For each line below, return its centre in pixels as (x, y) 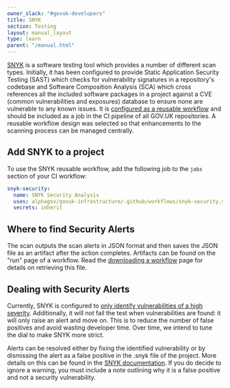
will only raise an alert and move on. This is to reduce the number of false (111, 320)
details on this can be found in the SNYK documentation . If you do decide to (114, 363)
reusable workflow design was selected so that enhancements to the (104, 123)
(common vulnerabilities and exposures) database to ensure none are (105, 101)
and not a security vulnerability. (51, 377)
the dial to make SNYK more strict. (56, 334)
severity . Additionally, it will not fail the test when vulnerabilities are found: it (114, 312)
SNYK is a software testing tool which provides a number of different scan (112, 65)
